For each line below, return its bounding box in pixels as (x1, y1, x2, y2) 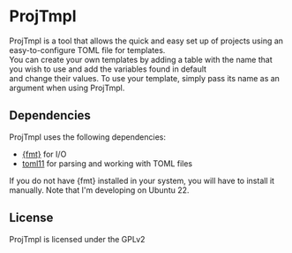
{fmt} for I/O (21, 149, 67, 159)
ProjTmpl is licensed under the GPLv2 (9, 234, 146, 244)
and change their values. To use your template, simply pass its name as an (9, 73, 281, 83)
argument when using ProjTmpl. (9, 82, 125, 93)
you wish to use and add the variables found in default (9, 64, 207, 74)
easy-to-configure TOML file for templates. (9, 44, 166, 55)
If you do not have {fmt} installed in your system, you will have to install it (9, 175, 275, 186)
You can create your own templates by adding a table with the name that (9, 54, 273, 65)
